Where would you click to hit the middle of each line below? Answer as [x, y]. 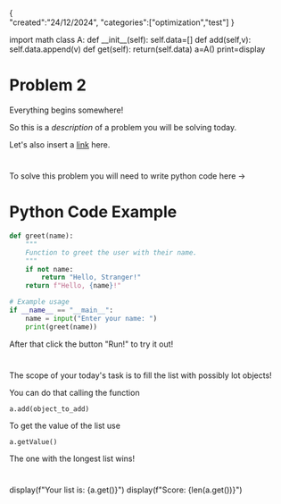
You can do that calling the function [74, 392]
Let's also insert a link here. [60, 144]
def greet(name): [41, 236]
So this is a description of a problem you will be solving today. [123, 127]
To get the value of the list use [65, 425]
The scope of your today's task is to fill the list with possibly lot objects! [140, 375]
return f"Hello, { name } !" [74, 286]
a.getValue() [33, 441]
